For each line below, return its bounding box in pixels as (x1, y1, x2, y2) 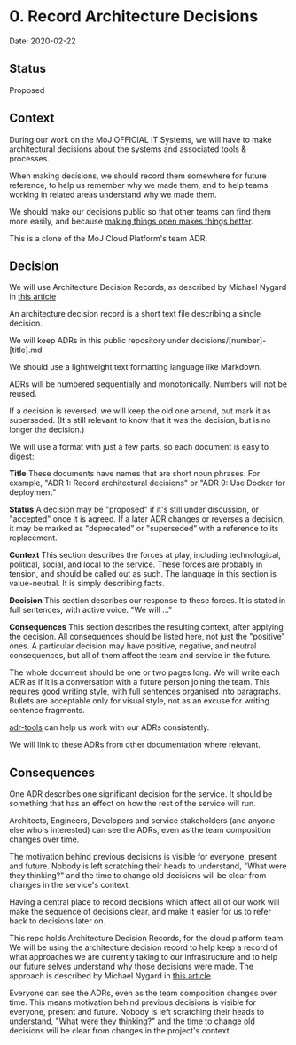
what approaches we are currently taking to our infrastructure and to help (9, 952, 278, 962)
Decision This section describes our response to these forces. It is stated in (9, 595, 286, 606)
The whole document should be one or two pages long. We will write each (9, 667, 281, 678)
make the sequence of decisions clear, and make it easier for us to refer (9, 907, 272, 917)
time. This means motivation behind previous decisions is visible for (9, 997, 257, 1008)
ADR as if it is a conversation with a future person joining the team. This (9, 677, 270, 687)
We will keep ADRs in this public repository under (9, 335, 190, 346)
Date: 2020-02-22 (9, 35, 77, 46)
